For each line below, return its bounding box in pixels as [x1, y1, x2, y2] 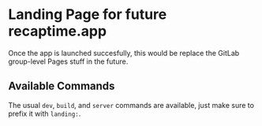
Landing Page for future [8, 6, 167, 24]
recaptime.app [8, 22, 107, 40]
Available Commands [8, 80, 115, 93]
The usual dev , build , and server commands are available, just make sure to [8, 100, 255, 109]
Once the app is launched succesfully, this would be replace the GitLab [8, 48, 240, 57]
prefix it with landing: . [8, 109, 81, 118]
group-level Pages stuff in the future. [8, 57, 129, 66]
